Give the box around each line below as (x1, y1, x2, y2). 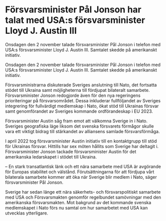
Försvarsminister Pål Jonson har (5, 4, 142, 15)
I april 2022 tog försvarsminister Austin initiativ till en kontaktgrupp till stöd (5, 138, 157, 144)
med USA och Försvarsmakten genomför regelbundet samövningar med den (5, 194, 162, 200)
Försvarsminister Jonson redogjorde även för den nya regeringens (5, 92, 141, 98)
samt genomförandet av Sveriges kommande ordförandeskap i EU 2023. (5, 108, 153, 114)
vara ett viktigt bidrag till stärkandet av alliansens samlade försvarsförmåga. (5, 128, 160, 134)
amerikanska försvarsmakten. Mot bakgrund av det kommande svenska (5, 199, 152, 205)
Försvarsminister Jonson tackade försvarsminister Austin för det (5, 148, 136, 154)
